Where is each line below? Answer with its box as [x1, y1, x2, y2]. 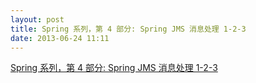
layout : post [10, 14, 65, 25]
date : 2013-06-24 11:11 [10, 33, 110, 43]
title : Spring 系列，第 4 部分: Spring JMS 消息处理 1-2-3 [10, 24, 247, 34]
